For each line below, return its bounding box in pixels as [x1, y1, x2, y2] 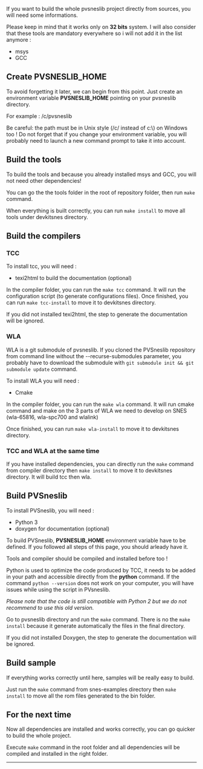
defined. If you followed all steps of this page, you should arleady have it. [6, 543, 188, 550]
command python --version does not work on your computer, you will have [6, 579, 195, 586]
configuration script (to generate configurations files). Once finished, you [6, 293, 188, 300]
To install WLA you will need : [6, 377, 80, 384]
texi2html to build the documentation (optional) [14, 275, 132, 282]
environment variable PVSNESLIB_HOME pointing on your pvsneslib [6, 94, 176, 102]
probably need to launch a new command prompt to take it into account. [6, 137, 186, 144]
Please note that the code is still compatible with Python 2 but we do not [6, 597, 187, 604]
